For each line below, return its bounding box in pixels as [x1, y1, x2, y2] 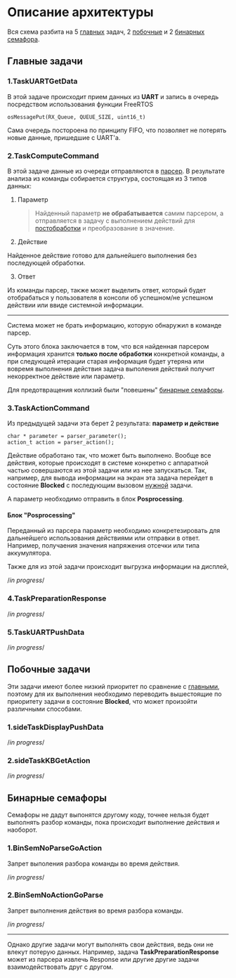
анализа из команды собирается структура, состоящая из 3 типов [7, 174, 207, 183]
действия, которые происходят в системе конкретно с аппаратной [7, 458, 209, 468]
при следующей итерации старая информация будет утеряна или [7, 356, 205, 366]
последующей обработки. [7, 258, 86, 267]
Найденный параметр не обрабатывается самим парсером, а [34, 209, 224, 217]
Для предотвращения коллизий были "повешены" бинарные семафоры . [7, 385, 225, 394]
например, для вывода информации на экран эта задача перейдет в [7, 474, 214, 482]
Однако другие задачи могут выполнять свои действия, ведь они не [7, 940, 214, 948]
